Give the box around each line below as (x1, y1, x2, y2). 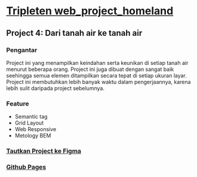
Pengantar (6, 46, 38, 54)
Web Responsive (14, 126, 57, 133)
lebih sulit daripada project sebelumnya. (6, 85, 104, 92)
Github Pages (6, 163, 47, 171)
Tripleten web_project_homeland (6, 4, 174, 18)
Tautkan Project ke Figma (6, 147, 82, 156)
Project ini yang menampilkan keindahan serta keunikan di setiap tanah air (6, 59, 189, 66)
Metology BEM (14, 132, 51, 139)
